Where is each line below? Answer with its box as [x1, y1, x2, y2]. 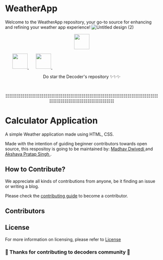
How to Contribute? [5, 165, 66, 174]
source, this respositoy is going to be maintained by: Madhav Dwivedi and [5, 146, 153, 152]
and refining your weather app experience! [5, 24, 91, 30]
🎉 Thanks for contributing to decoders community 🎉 [5, 248, 130, 255]
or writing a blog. [5, 183, 39, 189]
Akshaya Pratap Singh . [5, 151, 52, 157]
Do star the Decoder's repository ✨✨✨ [43, 74, 121, 80]
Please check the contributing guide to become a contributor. [5, 193, 128, 199]
